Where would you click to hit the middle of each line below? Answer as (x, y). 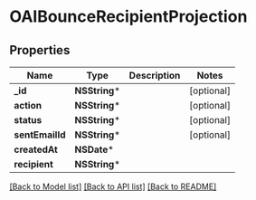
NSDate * (95, 149)
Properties (40, 50)
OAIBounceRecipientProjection (128, 17)
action (28, 105)
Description (155, 76)
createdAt (36, 149)
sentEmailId (40, 135)
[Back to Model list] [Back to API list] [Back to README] (113, 186)
